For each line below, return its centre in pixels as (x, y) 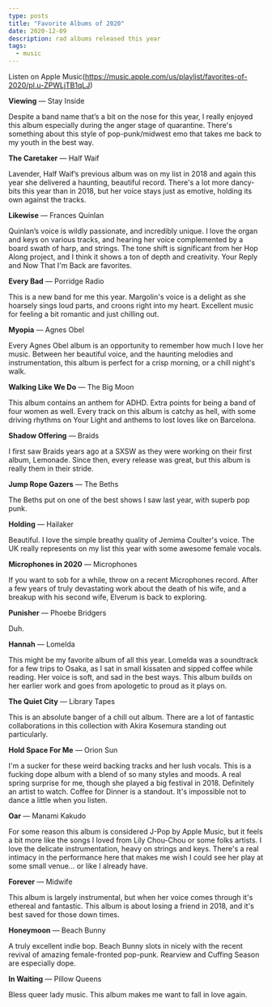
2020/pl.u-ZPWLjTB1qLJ (49, 85)
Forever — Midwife (40, 881)
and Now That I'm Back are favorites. (70, 265)
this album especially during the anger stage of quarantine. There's (121, 125)
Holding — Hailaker (41, 524)
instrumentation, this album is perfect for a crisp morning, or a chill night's (132, 363)
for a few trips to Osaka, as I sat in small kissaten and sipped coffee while (131, 668)
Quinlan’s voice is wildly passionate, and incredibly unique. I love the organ (133, 231)
